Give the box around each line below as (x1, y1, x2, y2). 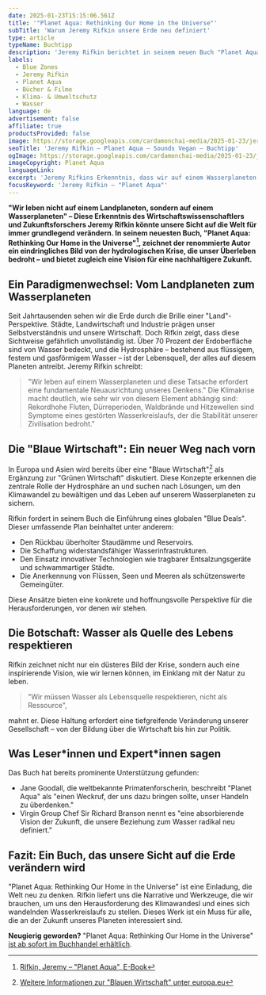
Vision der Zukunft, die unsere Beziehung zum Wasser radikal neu (19, 817, 235, 827)
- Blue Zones (15, 63, 59, 71)
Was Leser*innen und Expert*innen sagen (8, 747, 222, 760)
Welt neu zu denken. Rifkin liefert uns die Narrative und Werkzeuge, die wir (8, 890, 253, 900)
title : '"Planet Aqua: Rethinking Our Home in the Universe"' (8, 19, 218, 27)
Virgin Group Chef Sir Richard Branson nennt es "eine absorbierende (19, 809, 245, 818)
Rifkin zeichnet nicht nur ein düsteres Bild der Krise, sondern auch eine (8, 660, 240, 669)
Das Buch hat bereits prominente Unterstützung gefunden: (8, 768, 199, 778)
